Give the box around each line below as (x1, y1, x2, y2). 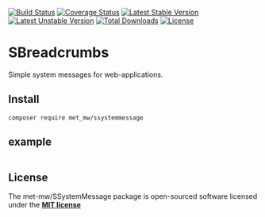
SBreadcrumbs (8, 44, 109, 62)
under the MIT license (8, 200, 82, 210)
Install (8, 93, 40, 106)
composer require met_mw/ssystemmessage (8, 113, 144, 122)
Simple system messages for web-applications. (8, 70, 163, 79)
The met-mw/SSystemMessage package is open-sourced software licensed (8, 192, 258, 201)
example (8, 135, 52, 149)
